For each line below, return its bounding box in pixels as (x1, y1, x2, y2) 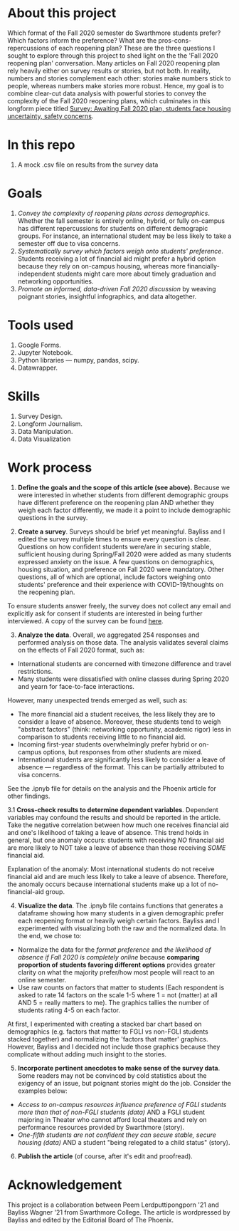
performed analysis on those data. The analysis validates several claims (17, 638, 229, 646)
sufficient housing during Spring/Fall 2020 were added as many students (17, 550, 232, 559)
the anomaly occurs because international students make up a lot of (7, 880, 207, 888)
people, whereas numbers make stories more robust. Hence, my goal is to (7, 81, 224, 90)
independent (17, 269, 55, 278)
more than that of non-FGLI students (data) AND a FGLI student (17, 1108, 205, 1116)
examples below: (17, 1086, 68, 1095)
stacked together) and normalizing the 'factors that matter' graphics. (7, 1034, 208, 1043)
